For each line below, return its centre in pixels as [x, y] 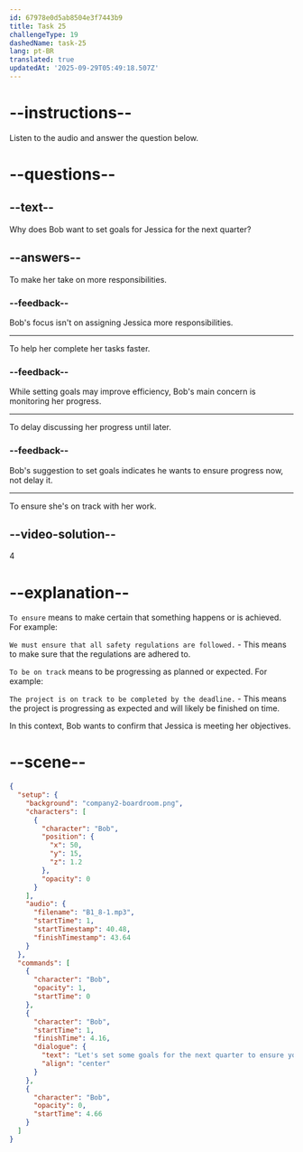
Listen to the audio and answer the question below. [104, 137]
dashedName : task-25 [48, 43]
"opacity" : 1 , [60, 988]
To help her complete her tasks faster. [80, 348]
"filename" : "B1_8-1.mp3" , [84, 913]
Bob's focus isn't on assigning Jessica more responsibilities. [121, 323]
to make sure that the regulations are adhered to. [100, 654]
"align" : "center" [76, 1064]
